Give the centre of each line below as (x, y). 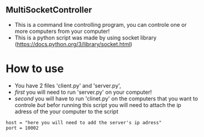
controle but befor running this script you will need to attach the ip (98, 105)
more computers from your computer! (62, 31)
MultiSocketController (49, 10)
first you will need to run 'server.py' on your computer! (83, 92)
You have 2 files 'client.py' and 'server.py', (68, 85)
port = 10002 (22, 128)
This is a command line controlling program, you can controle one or (100, 24)
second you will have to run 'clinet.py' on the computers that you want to (106, 98)
